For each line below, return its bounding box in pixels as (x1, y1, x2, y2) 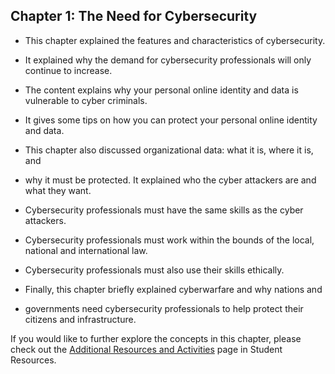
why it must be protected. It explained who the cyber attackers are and (24, 174, 317, 186)
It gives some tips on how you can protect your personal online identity (24, 114, 318, 126)
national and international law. (24, 244, 148, 256)
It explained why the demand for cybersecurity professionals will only (24, 54, 312, 66)
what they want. (24, 184, 92, 196)
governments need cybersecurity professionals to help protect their (24, 302, 304, 314)
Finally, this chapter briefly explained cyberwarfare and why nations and (24, 283, 323, 295)
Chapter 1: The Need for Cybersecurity (10, 8, 258, 25)
